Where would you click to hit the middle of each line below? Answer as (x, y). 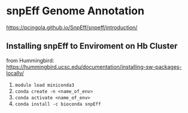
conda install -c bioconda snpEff (58, 104)
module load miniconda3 (45, 85)
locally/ (15, 73)
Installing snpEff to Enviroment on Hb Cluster (92, 46)
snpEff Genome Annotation (75, 11)
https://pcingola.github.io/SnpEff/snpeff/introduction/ (72, 27)
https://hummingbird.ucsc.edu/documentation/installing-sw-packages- (94, 67)
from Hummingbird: (30, 60)
